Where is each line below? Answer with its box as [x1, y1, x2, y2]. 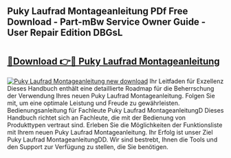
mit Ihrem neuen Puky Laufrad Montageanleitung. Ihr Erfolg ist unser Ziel [7, 128, 213, 136]
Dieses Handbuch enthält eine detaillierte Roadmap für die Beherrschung [7, 84, 214, 92]
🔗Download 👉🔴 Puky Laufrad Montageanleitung [7, 55, 220, 67]
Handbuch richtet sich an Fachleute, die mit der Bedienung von [7, 113, 186, 122]
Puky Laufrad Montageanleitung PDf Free [7, 5, 188, 17]
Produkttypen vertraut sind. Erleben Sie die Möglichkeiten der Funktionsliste [7, 121, 223, 129]
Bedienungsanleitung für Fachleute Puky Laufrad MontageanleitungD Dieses [7, 106, 224, 114]
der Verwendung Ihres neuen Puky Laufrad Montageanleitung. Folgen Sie [7, 92, 215, 100]
